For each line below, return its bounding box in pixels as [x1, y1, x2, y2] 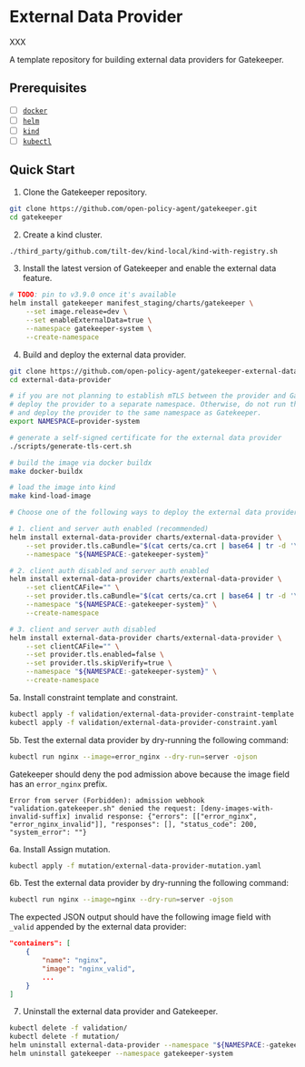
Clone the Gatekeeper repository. [22, 186, 148, 197]
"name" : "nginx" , [42, 956, 107, 965]
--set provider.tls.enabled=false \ [25, 650, 165, 659]
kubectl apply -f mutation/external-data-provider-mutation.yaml [9, 861, 261, 871]
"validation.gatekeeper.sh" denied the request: [9, 803, 197, 813]
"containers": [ [9, 939, 71, 948]
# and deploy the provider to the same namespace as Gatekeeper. [9, 408, 261, 418]
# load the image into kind [9, 483, 116, 492]
